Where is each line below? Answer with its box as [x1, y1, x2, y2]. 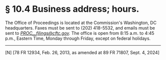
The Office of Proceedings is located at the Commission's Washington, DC [5, 20, 157, 26]
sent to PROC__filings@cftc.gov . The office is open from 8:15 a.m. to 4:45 [5, 30, 155, 36]
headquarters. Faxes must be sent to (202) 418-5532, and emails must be [5, 25, 155, 30]
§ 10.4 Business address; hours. [5, 3, 139, 15]
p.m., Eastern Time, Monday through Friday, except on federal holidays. [5, 35, 151, 41]
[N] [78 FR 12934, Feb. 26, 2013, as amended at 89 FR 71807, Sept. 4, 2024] [5, 49, 160, 55]
